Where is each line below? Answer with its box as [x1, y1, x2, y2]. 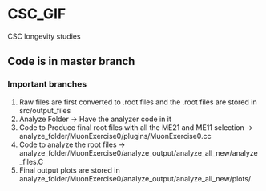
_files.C [18, 156, 44, 166]
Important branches [7, 79, 87, 90]
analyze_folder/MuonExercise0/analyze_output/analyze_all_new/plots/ [18, 173, 252, 183]
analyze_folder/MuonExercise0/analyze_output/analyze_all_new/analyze [18, 148, 258, 157]
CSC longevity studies [7, 31, 81, 41]
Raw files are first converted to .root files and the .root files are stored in [18, 97, 257, 107]
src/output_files [18, 105, 71, 115]
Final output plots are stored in [18, 165, 121, 175]
